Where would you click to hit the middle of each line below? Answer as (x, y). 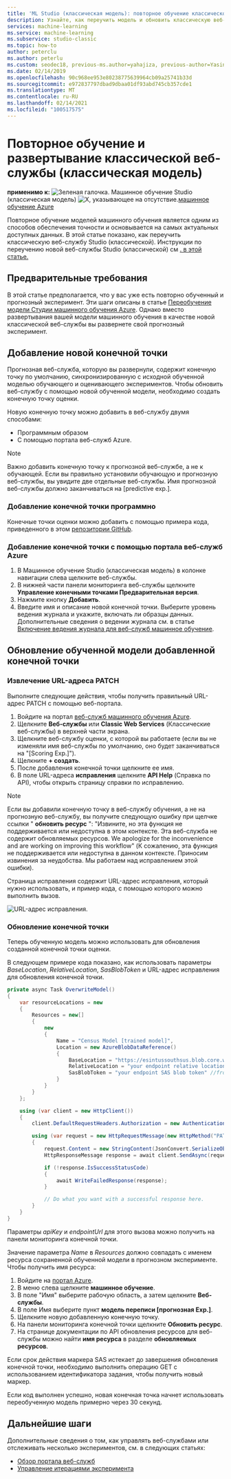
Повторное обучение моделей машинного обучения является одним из (113, 220)
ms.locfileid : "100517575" (46, 109)
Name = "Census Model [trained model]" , (115, 1040)
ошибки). (21, 868)
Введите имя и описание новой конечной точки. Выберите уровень (117, 607)
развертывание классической (99, 158)
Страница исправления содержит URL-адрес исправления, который (108, 881)
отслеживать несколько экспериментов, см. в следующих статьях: (107, 1447)
